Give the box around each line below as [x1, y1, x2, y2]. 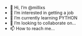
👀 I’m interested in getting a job [9, 10, 74, 16]
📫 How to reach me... [9, 26, 55, 31]
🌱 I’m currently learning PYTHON [9, 15, 78, 20]
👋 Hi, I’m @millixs [9, 5, 46, 10]
